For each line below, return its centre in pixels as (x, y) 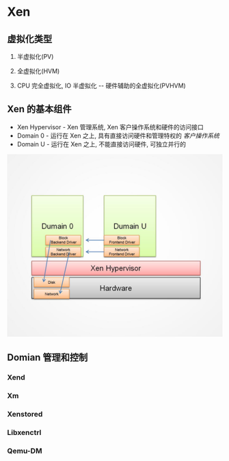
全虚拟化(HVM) (38, 71)
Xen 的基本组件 (39, 109)
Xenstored (25, 414)
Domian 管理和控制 (48, 357)
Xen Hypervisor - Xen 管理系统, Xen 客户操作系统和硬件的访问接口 (110, 127)
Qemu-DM (25, 451)
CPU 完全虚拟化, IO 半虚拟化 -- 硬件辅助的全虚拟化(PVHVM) (101, 85)
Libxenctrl (24, 433)
